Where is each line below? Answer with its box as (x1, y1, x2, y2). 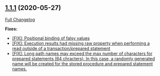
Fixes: (5, 26, 18, 32)
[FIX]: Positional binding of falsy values (12, 35, 90, 41)
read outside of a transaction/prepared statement (12, 45, 111, 51)
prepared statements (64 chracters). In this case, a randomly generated (12, 55, 155, 62)
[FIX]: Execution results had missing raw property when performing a (12, 40, 150, 46)
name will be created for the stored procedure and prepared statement (12, 61, 153, 66)
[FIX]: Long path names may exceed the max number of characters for (12, 51, 153, 56)
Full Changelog (5, 16, 35, 22)
